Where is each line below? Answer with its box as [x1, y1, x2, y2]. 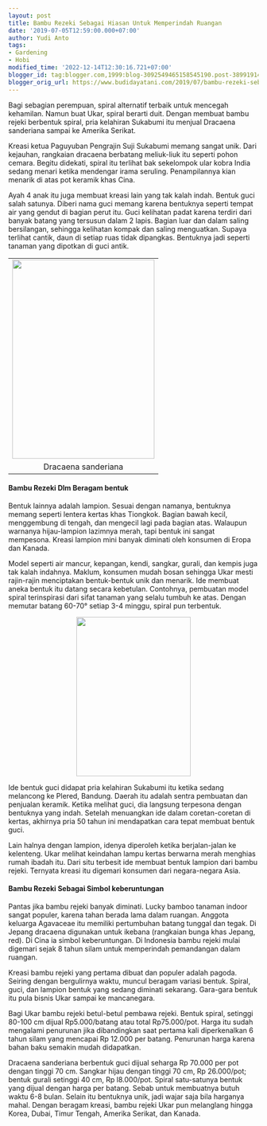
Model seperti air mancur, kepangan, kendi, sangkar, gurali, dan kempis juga [8, 558, 258, 568]
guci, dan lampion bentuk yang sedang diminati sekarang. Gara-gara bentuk [8, 984, 258, 994]
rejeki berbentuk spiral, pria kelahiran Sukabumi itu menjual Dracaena [8, 117, 236, 127]
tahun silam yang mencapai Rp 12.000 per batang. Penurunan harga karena [8, 1034, 256, 1043]
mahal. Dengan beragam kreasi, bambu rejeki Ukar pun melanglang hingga [8, 1100, 253, 1109]
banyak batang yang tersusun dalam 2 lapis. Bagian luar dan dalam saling [8, 216, 249, 225]
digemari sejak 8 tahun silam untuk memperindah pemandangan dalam [8, 944, 241, 953]
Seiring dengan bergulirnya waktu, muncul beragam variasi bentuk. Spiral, [8, 976, 251, 986]
